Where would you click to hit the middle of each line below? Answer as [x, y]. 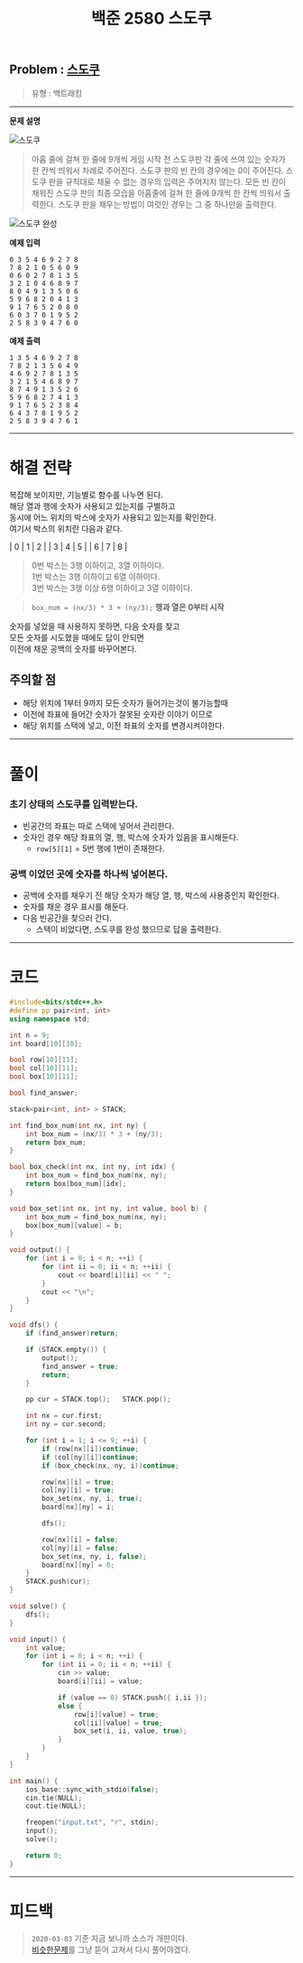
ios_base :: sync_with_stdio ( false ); [92, 1789]
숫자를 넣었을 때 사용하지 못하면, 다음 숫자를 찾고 [95, 626]
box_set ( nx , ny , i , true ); [92, 1499]
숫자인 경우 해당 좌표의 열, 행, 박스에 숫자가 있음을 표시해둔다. [130, 837]
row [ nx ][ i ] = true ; [78, 1482]
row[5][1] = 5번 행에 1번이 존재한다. [100, 848]
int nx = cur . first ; [64, 1416]
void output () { [40, 1250]
